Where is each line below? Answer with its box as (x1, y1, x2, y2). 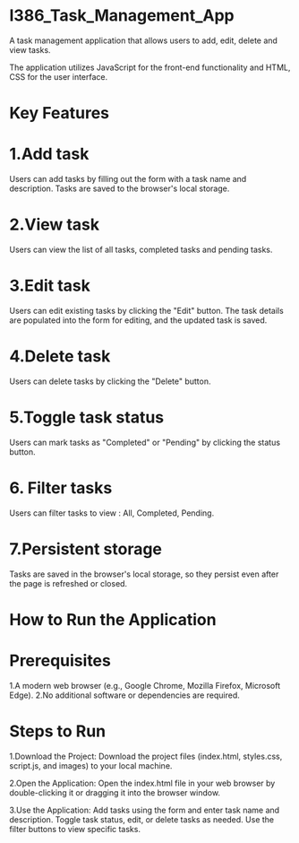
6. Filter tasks (9, 478, 113, 498)
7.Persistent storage (9, 539, 163, 559)
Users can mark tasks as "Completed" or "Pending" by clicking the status (9, 437, 280, 448)
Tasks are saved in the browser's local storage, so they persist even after (9, 569, 279, 579)
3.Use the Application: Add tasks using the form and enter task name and (9, 804, 280, 815)
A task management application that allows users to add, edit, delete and (9, 35, 278, 46)
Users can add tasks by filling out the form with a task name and (9, 174, 247, 185)
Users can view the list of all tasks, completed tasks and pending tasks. (9, 244, 273, 255)
